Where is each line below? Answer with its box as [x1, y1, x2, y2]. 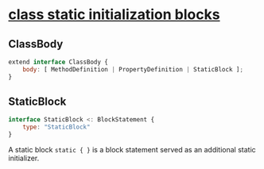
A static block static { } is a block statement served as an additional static [8, 145, 256, 155]
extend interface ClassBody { [8, 58, 109, 66]
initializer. [8, 153, 40, 163]
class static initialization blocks [8, 6, 220, 24]
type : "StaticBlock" [22, 123, 91, 132]
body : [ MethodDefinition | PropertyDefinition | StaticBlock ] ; [22, 65, 244, 73]
